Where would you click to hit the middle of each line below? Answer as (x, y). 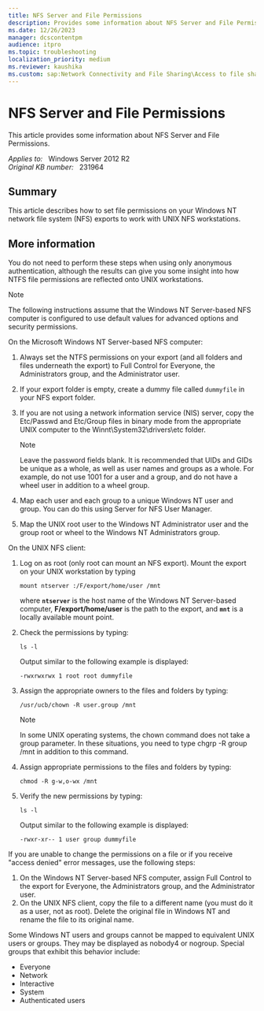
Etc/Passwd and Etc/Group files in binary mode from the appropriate (130, 422)
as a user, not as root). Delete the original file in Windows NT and (125, 912)
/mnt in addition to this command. (74, 752)
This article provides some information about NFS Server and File (114, 135)
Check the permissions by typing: (74, 633)
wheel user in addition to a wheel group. (84, 485)
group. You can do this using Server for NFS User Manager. (115, 509)
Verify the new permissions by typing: (81, 796)
